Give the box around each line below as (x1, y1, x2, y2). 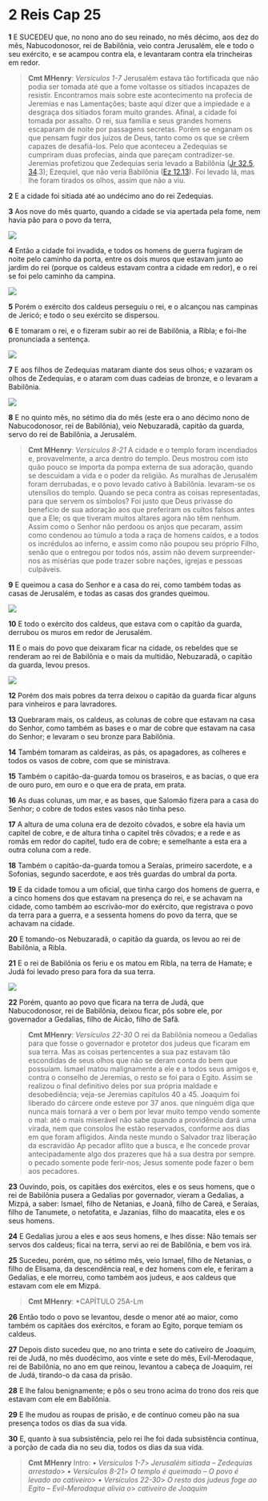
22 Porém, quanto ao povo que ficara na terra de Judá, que (8, 997, 205, 1007)
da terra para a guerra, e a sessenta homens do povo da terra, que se (8, 910, 238, 920)
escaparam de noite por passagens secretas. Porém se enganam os (27, 124, 254, 134)
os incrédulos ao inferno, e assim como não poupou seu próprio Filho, (27, 539, 259, 548)
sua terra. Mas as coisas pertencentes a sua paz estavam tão (27, 1046, 230, 1056)
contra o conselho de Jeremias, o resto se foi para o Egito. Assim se (27, 1072, 253, 1082)
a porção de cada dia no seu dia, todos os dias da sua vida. (8, 1442, 204, 1452)
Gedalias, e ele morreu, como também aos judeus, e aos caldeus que (8, 1272, 237, 1282)
